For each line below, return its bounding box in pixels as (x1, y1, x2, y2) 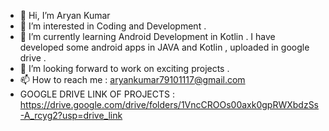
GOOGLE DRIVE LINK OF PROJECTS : (19, 88, 176, 100)
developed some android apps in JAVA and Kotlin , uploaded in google (19, 41, 310, 53)
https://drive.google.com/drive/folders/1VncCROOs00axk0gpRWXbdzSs (19, 99, 319, 110)
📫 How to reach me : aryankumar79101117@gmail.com (19, 74, 246, 85)
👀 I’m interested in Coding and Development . (19, 20, 207, 32)
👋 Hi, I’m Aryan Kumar (19, 10, 111, 21)
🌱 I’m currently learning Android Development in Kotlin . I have (19, 31, 276, 42)
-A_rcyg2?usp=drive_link (19, 110, 123, 121)
